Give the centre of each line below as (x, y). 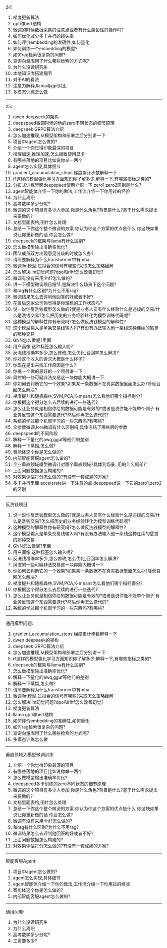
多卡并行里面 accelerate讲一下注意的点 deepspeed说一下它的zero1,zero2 (87, 483)
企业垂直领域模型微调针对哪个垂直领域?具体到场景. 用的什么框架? (79, 464)
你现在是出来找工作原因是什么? (44, 365)
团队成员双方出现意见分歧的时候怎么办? (53, 253)
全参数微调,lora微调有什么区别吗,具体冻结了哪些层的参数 (70, 427)
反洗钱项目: (17, 504)
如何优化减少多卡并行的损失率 (43, 36)
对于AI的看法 (26, 79)
